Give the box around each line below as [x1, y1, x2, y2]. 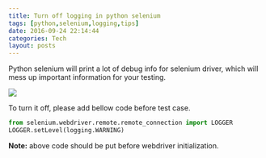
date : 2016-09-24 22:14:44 [8, 27, 99, 35]
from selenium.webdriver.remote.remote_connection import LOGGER [8, 118, 233, 127]
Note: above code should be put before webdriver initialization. [8, 140, 220, 150]
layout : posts [8, 42, 57, 50]
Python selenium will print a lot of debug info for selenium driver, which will [8, 64, 259, 73]
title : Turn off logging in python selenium [8, 11, 161, 20]
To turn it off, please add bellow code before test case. [8, 103, 191, 113]
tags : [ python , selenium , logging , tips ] [8, 19, 139, 27]
